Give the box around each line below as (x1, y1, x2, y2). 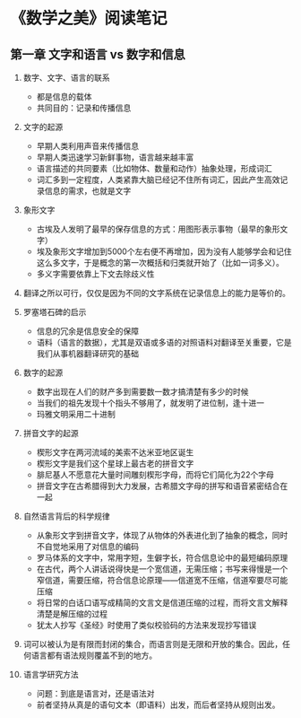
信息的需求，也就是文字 (44, 186, 132, 196)
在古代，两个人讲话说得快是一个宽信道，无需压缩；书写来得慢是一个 (36, 564, 288, 574)
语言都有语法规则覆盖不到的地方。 (30, 650, 158, 661)
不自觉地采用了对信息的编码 (36, 541, 140, 552)
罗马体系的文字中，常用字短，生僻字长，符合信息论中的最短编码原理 (36, 553, 288, 563)
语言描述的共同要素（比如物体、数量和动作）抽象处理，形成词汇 (36, 163, 272, 173)
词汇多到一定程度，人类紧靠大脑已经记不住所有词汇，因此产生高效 (36, 174, 280, 185)
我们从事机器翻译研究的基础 (36, 348, 140, 359)
